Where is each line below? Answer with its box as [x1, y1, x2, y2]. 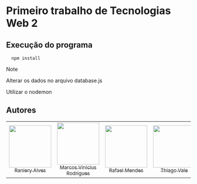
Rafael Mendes [108, 167, 144, 173]
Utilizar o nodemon [6, 88, 52, 95]
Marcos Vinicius [59, 164, 97, 171]
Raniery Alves [14, 167, 46, 173]
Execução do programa [6, 40, 93, 50]
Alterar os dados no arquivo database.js [6, 77, 103, 84]
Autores [6, 105, 36, 115]
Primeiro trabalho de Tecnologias [6, 4, 171, 18]
